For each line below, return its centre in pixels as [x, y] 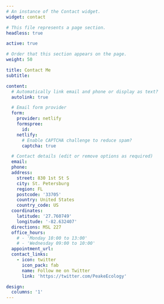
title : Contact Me [28, 70]
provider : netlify [39, 119]
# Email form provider [39, 108]
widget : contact [26, 17]
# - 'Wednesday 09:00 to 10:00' [56, 244]
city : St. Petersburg [43, 183]
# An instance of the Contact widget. [53, 11]
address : [22, 173]
